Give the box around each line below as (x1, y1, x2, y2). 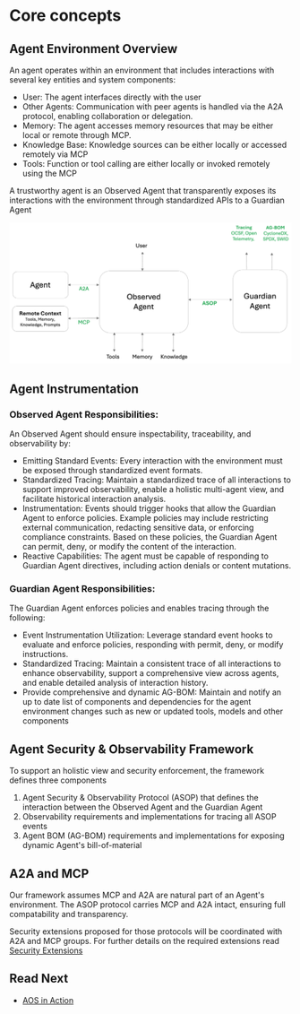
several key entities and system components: (9, 74, 176, 85)
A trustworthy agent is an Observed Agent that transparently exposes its (9, 186, 277, 195)
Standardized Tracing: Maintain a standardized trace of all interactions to (21, 474, 291, 485)
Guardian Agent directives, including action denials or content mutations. (21, 560, 292, 571)
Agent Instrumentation (9, 381, 139, 396)
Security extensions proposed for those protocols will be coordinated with (9, 926, 283, 937)
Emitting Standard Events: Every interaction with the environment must (21, 455, 284, 466)
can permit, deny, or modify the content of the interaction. (21, 542, 237, 552)
